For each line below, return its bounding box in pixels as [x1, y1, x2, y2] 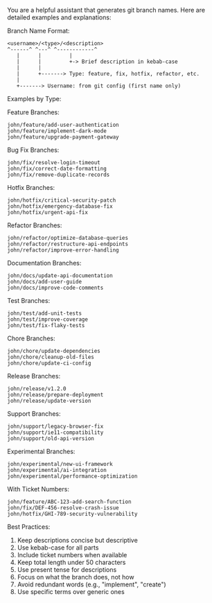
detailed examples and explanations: [7, 13, 112, 21]
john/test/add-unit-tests [7, 310, 82, 317]
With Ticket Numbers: [7, 485, 69, 493]
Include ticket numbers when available [17, 551, 127, 559]
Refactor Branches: [7, 221, 62, 229]
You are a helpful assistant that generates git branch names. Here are [7, 6, 206, 14]
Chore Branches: [7, 334, 55, 342]
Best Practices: [7, 523, 51, 531]
